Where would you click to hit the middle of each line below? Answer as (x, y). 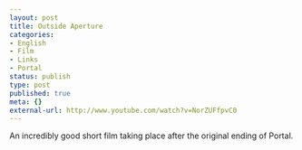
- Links (24, 60)
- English (28, 43)
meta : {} (26, 102)
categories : (32, 34)
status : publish (40, 77)
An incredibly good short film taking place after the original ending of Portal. (151, 136)
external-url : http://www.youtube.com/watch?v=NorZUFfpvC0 (123, 110)
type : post (30, 85)
